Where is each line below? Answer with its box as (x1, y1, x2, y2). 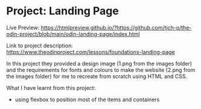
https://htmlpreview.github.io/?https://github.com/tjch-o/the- (40, 24, 192, 31)
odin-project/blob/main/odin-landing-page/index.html (6, 30, 140, 37)
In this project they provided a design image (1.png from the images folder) (6, 60, 192, 67)
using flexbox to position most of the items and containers (14, 96, 160, 103)
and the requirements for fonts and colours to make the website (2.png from (6, 66, 196, 73)
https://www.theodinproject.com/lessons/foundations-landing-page (6, 48, 175, 55)
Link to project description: (6, 42, 74, 49)
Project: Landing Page (6, 4, 119, 18)
